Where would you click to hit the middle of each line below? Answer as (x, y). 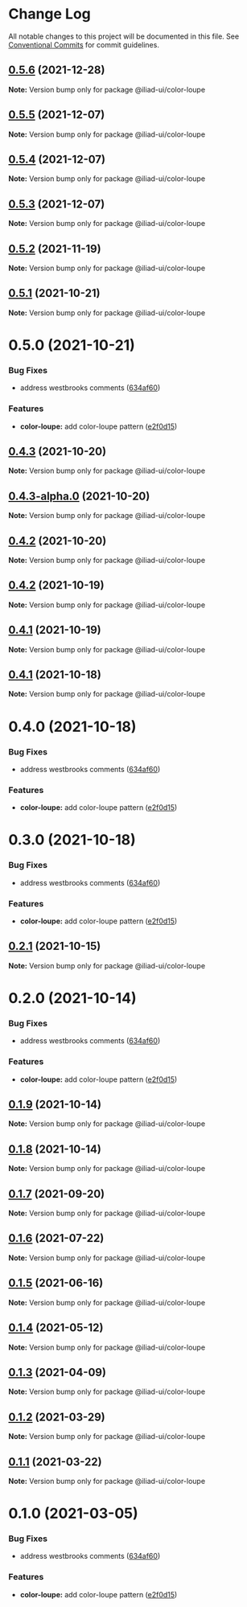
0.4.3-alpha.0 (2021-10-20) (79, 496)
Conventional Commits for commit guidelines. (84, 44)
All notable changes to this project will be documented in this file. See (124, 36)
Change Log (49, 14)
